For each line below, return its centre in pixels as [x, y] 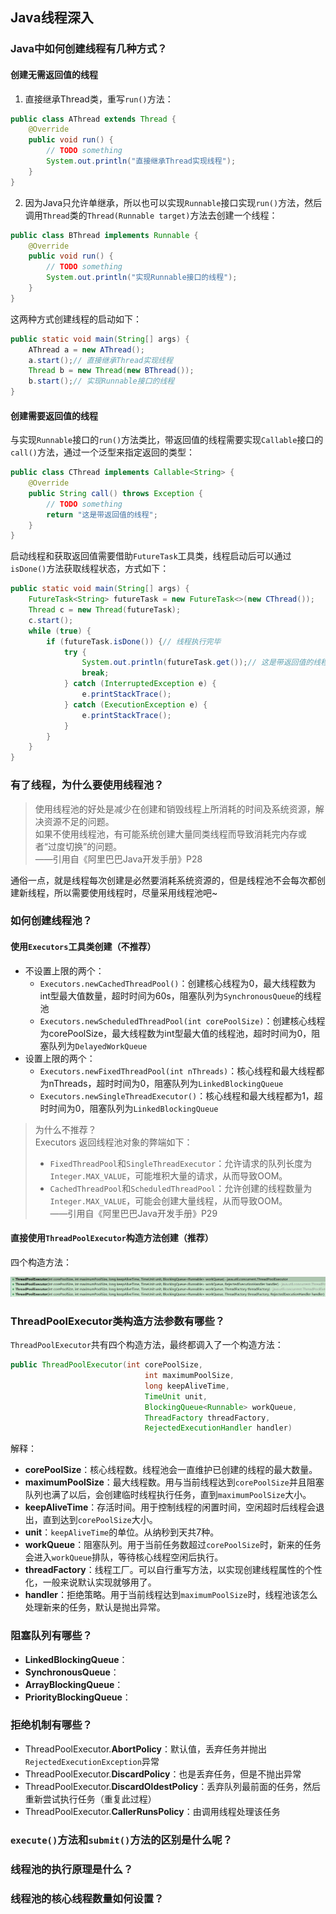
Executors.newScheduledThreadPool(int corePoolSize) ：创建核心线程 [182, 1020]
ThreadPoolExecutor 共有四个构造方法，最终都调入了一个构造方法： [147, 1345]
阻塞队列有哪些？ [51, 1636]
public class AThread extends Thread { [93, 119]
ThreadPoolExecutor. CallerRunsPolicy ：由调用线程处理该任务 [152, 1811]
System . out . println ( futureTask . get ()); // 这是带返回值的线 [201, 663]
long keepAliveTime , [187, 1386]
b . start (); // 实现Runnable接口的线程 [101, 381]
